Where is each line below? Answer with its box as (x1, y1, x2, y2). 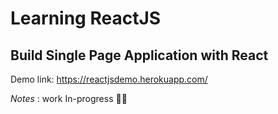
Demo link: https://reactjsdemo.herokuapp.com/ (10, 73, 208, 85)
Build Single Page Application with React (10, 47, 269, 64)
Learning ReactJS (10, 7, 162, 30)
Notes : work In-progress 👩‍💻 (10, 93, 128, 104)
